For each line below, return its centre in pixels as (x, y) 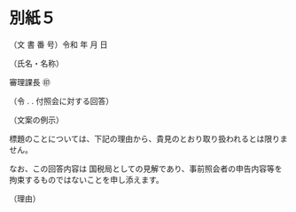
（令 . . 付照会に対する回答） (61, 101)
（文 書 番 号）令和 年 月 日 (58, 44)
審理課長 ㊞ (30, 82)
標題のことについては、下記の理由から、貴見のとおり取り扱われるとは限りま (148, 138)
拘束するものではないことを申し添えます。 (86, 179)
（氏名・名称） (36, 63)
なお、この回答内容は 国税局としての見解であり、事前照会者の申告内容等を (146, 169)
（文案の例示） (36, 120)
